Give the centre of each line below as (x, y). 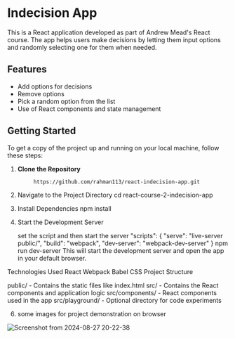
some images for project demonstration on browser (92, 314)
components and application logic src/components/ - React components (112, 293)
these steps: (25, 155)
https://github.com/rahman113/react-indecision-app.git (117, 182)
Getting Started (42, 131)
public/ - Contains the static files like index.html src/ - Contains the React (113, 285)
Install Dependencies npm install (64, 209)
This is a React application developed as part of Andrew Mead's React (109, 32)
